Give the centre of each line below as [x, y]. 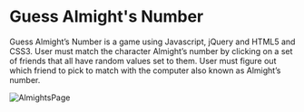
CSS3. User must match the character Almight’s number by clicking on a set [151, 51]
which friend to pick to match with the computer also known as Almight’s [145, 70]
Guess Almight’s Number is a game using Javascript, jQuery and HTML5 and [152, 42]
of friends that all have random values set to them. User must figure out [143, 61]
